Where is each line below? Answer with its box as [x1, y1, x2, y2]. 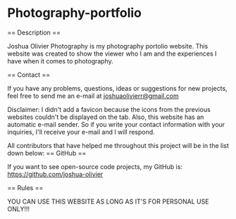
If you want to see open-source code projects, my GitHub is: [7, 162, 183, 170]
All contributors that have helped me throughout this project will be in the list [7, 141, 229, 149]
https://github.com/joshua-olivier [7, 170, 104, 178]
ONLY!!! [7, 204, 30, 213]
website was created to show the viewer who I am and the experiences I [7, 49, 217, 58]
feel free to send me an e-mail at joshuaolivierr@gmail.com [7, 92, 179, 100]
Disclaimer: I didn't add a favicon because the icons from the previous [7, 105, 211, 113]
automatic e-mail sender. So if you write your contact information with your [7, 120, 225, 128]
